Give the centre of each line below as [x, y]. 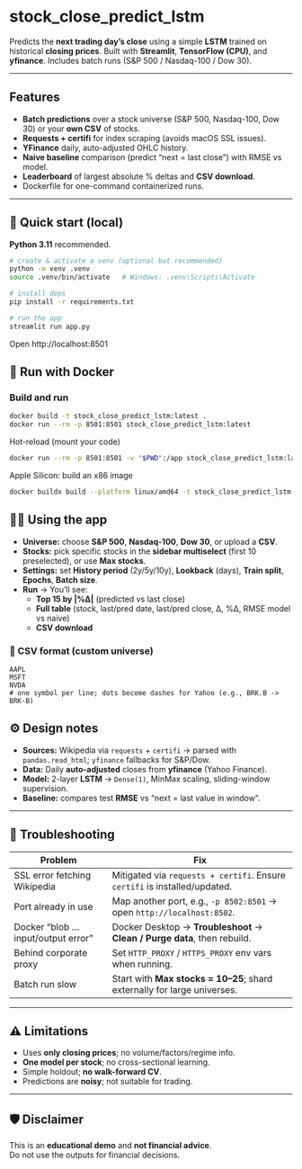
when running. [142, 964]
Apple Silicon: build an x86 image [71, 475]
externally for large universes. [175, 989]
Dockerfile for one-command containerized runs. [113, 185]
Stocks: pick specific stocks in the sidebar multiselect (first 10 [139, 551]
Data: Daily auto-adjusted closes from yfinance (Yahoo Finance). [145, 769]
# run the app [36, 318]
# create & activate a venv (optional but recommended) [116, 261]
